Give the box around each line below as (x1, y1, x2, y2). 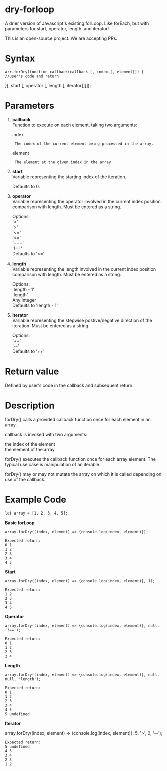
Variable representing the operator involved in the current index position (12, 198, 161, 204)
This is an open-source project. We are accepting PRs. (5, 35, 117, 41)
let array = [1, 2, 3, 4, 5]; (5, 510, 68, 516)
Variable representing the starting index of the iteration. (12, 174, 126, 180)
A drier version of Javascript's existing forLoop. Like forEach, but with (5, 20, 149, 26)
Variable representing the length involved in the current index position (12, 266, 156, 272)
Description (5, 400, 55, 411)
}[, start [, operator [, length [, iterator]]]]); (5, 82, 91, 88)
